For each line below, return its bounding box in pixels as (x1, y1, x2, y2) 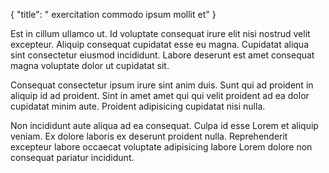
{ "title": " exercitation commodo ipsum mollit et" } (10, 9, 217, 20)
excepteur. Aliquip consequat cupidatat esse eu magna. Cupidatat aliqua (10, 39, 310, 50)
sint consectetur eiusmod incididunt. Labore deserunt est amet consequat (10, 49, 315, 61)
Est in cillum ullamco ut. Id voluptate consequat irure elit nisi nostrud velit (10, 28, 311, 39)
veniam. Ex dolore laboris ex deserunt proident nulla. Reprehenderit (10, 130, 288, 142)
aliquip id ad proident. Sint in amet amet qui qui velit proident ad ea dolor (10, 90, 310, 101)
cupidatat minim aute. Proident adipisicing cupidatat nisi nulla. (10, 100, 266, 112)
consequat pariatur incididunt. (10, 152, 135, 163)
